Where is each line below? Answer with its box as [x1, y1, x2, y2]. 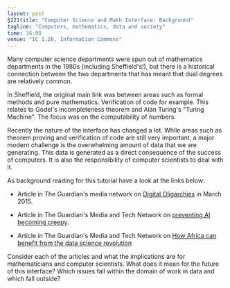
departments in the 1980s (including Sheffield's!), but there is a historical [7, 62, 215, 71]
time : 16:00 [7, 29, 42, 37]
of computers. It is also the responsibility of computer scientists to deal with [7, 155, 224, 164]
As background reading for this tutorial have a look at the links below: [7, 176, 205, 185]
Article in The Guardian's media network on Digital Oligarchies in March [17, 190, 222, 198]
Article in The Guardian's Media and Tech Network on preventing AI [17, 211, 211, 219]
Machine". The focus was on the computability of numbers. [7, 112, 177, 121]
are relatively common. [7, 77, 73, 85]
